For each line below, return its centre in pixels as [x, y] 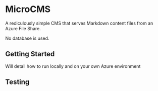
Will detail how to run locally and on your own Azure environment [73, 66]
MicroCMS [28, 9]
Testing [17, 82]
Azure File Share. [23, 28]
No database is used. [27, 38]
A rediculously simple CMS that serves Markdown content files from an [79, 23]
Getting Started [30, 54]
